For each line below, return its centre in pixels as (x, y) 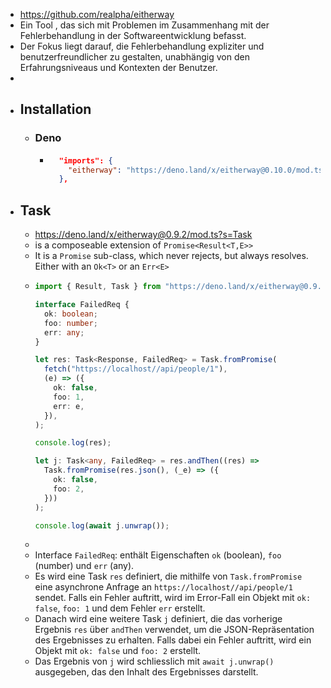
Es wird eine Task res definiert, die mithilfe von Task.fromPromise (168, 576)
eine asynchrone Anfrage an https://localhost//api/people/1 (163, 587)
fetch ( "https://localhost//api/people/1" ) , (135, 369)
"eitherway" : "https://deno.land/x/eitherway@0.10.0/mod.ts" (198, 170)
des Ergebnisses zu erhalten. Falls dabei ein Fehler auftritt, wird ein (173, 640)
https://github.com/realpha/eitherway (97, 14)
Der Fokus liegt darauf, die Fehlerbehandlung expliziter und (142, 46)
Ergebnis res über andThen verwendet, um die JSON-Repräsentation (174, 630)
